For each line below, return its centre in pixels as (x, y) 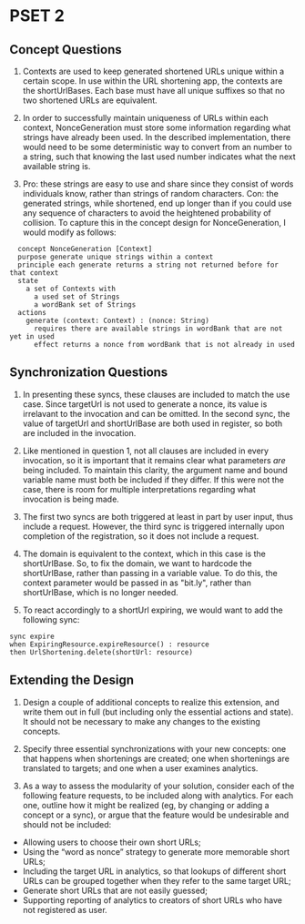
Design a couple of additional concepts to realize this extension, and (151, 702)
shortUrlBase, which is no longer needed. (101, 592)
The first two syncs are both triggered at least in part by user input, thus (158, 516)
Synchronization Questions (89, 373)
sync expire (32, 636)
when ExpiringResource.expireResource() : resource (109, 644)
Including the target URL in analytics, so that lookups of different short (154, 871)
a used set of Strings (76, 297)
